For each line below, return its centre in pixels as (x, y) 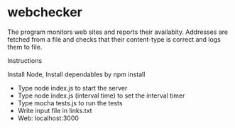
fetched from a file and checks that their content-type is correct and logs (114, 39)
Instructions (25, 60)
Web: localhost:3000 (48, 118)
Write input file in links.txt (55, 110)
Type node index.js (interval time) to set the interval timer (101, 95)
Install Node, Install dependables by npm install (76, 74)
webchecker (45, 12)
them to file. (25, 47)
